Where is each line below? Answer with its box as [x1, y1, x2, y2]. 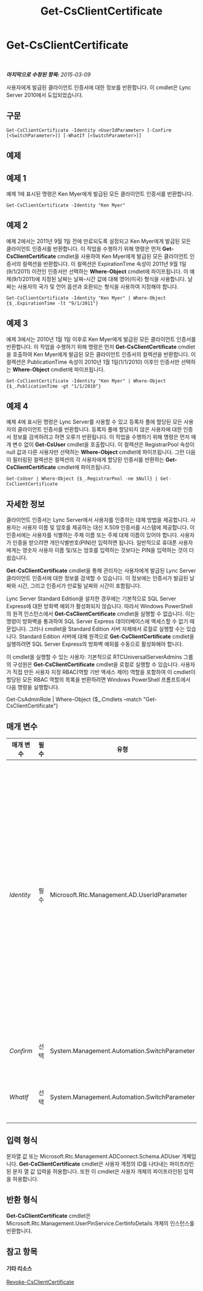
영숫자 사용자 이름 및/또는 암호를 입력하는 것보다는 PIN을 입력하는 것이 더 [22, 546, 195, 554]
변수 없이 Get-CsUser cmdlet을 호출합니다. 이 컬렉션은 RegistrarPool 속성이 [12, 441, 195, 448]
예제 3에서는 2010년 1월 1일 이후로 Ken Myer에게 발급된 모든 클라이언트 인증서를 [6, 335, 196, 343]
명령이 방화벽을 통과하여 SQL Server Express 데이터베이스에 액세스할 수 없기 [6, 618, 188, 625]
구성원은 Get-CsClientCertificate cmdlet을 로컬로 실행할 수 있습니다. [12, 661, 179, 668]
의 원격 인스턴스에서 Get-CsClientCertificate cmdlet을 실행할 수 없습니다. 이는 [6, 610, 195, 617]
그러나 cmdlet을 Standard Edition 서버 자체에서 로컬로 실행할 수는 [28, 625, 185, 632]
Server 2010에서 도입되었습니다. [6, 91, 83, 98]
